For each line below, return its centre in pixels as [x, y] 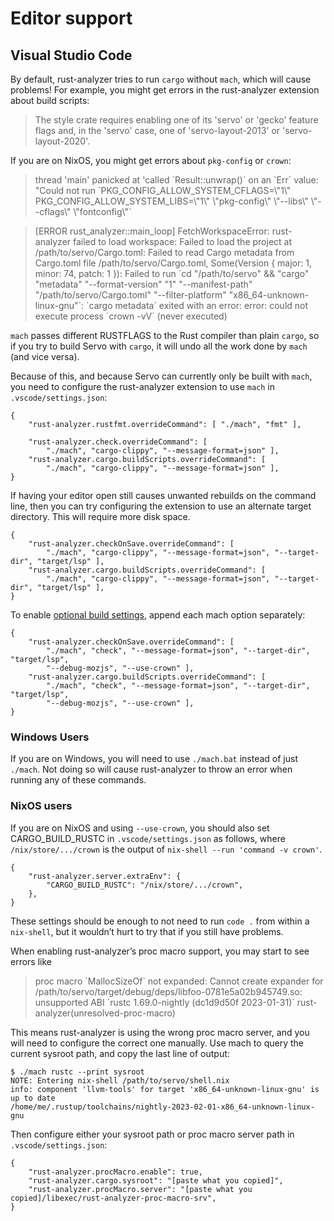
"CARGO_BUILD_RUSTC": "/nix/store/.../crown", [145, 885]
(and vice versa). [45, 356]
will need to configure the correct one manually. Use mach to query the [157, 1043]
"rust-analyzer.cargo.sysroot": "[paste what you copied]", [156, 1180]
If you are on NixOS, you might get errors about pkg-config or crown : [151, 160]
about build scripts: [50, 100]
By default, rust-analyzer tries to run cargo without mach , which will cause [161, 79]
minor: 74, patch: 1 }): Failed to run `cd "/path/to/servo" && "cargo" [172, 273]
